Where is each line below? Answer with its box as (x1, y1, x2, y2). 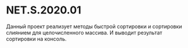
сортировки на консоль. (6, 35, 67, 42)
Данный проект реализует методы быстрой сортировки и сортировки (6, 23, 183, 30)
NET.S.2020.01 (6, 4, 81, 17)
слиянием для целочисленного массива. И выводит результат (6, 29, 163, 36)
